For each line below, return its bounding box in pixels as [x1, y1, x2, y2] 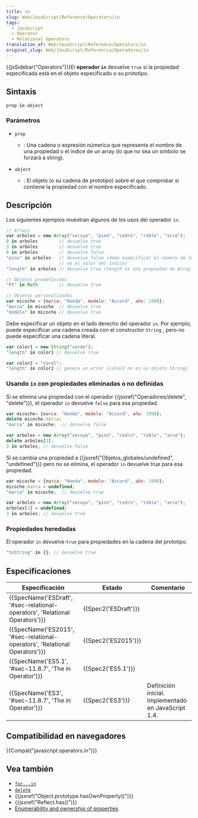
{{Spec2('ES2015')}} [83, 636, 141, 645]
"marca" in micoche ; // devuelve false [6, 422, 107, 428]
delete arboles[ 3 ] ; [6, 438, 54, 444]
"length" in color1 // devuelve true [6, 350, 99, 355]
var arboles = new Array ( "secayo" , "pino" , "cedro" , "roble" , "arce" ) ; [6, 500, 186, 506]
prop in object [6, 102, 44, 108]
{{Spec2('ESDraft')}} [83, 604, 140, 613]
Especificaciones [6, 566, 71, 576]
